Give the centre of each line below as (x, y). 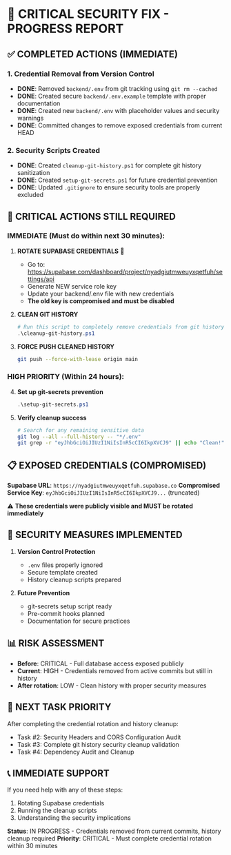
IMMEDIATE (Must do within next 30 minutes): (86, 236)
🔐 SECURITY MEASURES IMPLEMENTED (95, 535)
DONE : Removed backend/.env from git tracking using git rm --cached (117, 88)
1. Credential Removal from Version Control (81, 74)
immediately (26, 513)
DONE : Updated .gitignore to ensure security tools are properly (109, 187)
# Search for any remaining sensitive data (81, 430)
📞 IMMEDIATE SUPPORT (59, 773)
